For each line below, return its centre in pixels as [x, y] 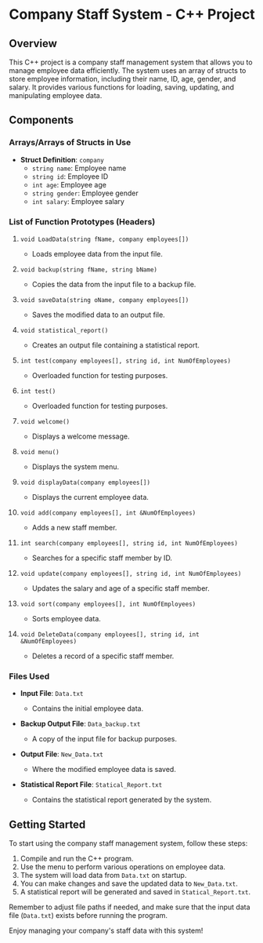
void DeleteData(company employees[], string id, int [110, 634]
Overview [33, 44]
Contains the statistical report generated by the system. [122, 800]
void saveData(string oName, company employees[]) [104, 300]
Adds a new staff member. [74, 527]
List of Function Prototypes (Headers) [82, 221]
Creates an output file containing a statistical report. [116, 345]
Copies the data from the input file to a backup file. [114, 284]
